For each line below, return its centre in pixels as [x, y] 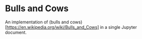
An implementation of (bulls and [37, 22]
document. [16, 32]
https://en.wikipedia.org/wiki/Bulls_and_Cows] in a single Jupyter [72, 27]
